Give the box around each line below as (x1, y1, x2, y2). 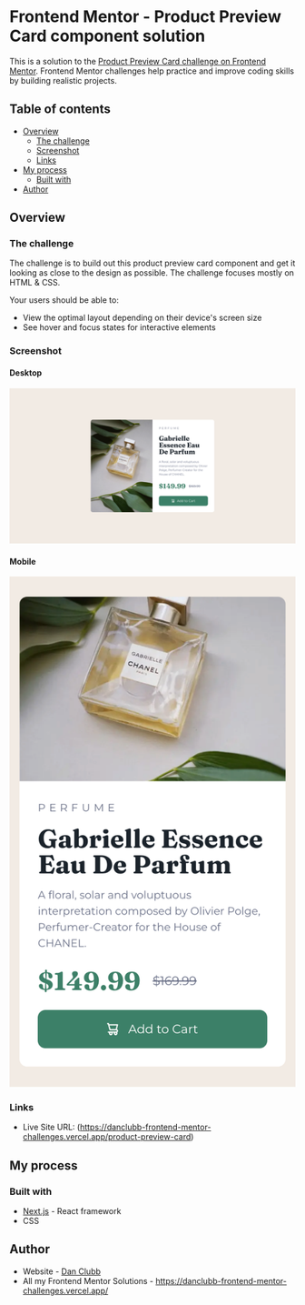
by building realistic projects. (9, 75, 118, 85)
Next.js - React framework (22, 1205, 122, 1216)
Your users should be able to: (9, 295, 120, 306)
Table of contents (9, 102, 111, 117)
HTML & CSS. (9, 277, 61, 288)
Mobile (9, 556, 36, 567)
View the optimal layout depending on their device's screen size (22, 312, 262, 324)
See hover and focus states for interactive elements (22, 322, 216, 333)
